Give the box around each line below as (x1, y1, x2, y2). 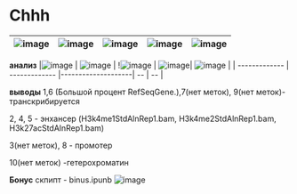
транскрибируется (9, 95, 80, 107)
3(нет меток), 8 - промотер (9, 140, 113, 150)
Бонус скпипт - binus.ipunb (9, 174, 113, 185)
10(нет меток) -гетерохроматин (9, 157, 129, 167)
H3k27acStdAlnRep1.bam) (9, 122, 105, 133)
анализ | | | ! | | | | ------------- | (9, 60, 289, 70)
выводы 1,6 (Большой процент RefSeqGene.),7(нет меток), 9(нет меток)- (9, 86, 286, 97)
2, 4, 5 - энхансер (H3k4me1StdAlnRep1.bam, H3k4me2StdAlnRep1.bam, (9, 113, 277, 124)
